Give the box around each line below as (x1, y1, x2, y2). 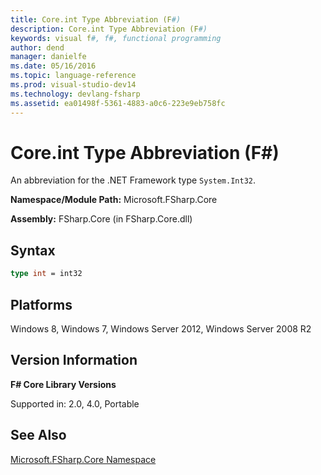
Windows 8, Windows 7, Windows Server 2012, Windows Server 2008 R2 (10, 322, 312, 335)
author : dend (10, 42, 65, 53)
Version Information (10, 352, 138, 369)
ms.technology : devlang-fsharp (10, 89, 141, 99)
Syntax (10, 242, 56, 259)
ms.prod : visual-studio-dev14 (10, 80, 137, 90)
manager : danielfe (10, 52, 87, 62)
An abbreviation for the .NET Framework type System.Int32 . (10, 174, 257, 186)
